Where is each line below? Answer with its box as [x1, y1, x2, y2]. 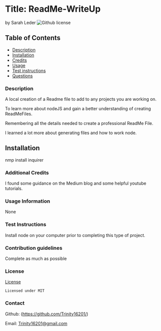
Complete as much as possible [5, 256, 67, 261]
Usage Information [5, 198, 50, 205]
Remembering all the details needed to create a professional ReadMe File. [5, 120, 154, 126]
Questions [12, 72, 33, 79]
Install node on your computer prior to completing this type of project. [5, 232, 145, 238]
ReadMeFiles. [5, 111, 33, 117]
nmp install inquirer [5, 157, 44, 163]
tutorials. [5, 186, 23, 191]
